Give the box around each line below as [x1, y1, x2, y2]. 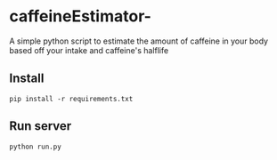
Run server [9, 118, 72, 134]
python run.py [9, 142, 62, 151]
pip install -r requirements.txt [9, 94, 134, 103]
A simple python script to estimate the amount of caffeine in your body [9, 36, 269, 46]
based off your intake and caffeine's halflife [9, 44, 169, 55]
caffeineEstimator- [9, 6, 151, 27]
